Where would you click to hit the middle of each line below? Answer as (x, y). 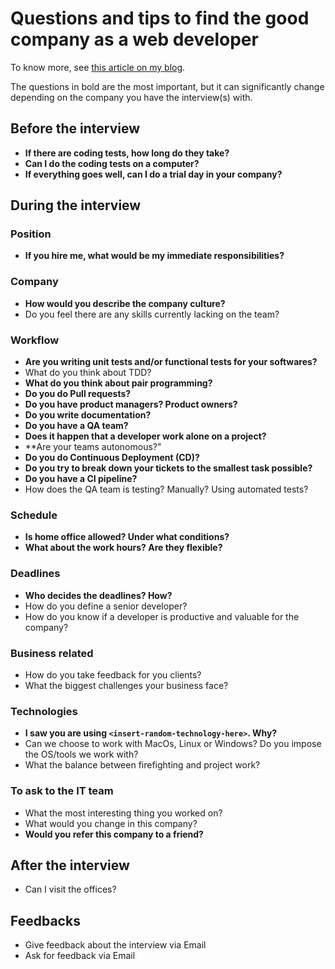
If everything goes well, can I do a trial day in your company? (153, 174)
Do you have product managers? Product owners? (131, 404)
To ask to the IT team (62, 791)
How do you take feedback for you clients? (113, 674)
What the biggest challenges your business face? (126, 685)
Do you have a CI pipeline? (81, 479)
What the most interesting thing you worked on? (123, 813)
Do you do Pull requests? (78, 394)
